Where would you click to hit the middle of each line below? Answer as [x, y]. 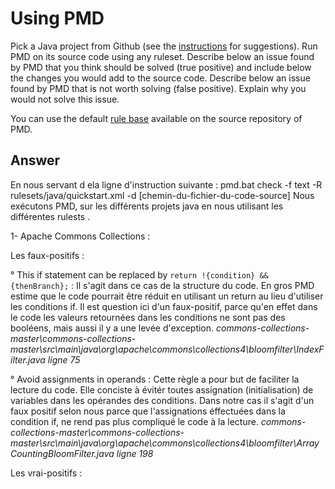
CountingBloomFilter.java [62, 453]
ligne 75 [64, 359]
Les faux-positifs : [47, 255]
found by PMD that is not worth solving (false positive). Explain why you [158, 88]
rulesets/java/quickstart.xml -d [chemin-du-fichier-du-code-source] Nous [162, 195]
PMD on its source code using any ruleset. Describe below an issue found [162, 56]
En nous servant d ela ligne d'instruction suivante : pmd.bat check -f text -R [166, 184]
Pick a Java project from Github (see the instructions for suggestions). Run [164, 46]
